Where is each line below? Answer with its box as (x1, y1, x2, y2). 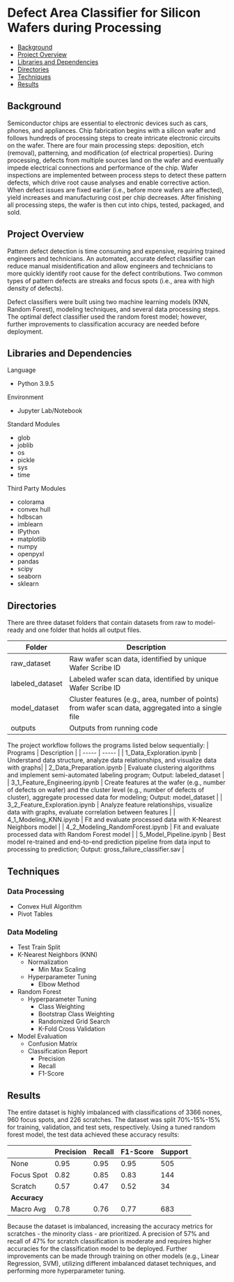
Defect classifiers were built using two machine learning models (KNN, (7, 297, 210, 305)
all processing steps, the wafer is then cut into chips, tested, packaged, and (7, 201, 225, 209)
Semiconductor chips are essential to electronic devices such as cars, (7, 119, 208, 127)
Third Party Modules (7, 484, 66, 493)
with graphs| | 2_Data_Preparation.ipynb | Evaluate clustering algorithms (7, 763, 214, 772)
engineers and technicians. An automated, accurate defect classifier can (7, 254, 216, 263)
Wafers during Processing (7, 20, 162, 36)
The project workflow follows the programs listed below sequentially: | (7, 741, 209, 749)
